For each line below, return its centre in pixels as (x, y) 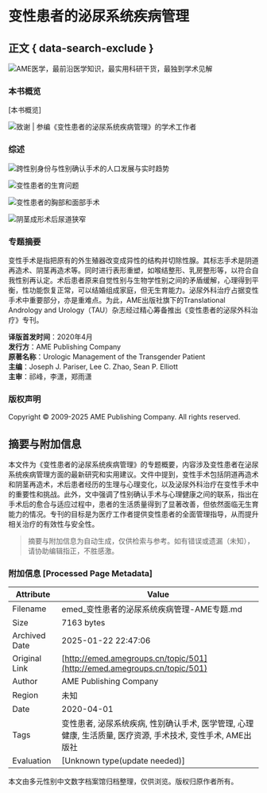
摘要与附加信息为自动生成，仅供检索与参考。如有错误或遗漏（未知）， (141, 541)
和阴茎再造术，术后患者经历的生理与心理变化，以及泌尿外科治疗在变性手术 (130, 484)
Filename (29, 609)
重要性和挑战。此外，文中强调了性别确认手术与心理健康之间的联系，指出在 (137, 494)
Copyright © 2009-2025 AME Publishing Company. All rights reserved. (124, 417)
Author (25, 682)
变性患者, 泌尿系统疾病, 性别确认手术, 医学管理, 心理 (158, 724)
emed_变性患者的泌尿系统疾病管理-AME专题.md (152, 609)
